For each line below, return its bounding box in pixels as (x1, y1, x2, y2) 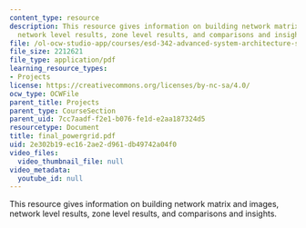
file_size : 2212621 (9, 47, 84, 56)
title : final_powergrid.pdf (9, 132, 117, 141)
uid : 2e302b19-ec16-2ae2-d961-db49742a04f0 (9, 140, 178, 149)
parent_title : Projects (9, 97, 100, 107)
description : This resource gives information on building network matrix (9, 22, 300, 31)
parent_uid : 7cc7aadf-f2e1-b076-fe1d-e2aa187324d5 (9, 114, 206, 124)
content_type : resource (9, 13, 100, 23)
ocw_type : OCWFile (9, 89, 79, 98)
